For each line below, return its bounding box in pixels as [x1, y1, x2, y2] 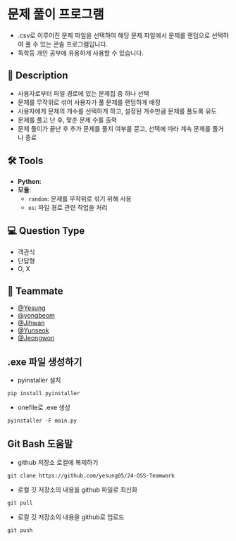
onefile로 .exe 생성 [17, 403, 70, 411]
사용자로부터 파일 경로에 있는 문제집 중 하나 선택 [17, 89, 149, 97]
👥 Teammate [7, 285, 63, 297]
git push [7, 526, 33, 534]
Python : [17, 177, 42, 185]
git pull [7, 499, 33, 506]
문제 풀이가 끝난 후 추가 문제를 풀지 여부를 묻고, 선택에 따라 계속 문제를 [17, 124, 211, 132]
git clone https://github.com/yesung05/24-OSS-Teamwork [7, 472, 175, 479]
